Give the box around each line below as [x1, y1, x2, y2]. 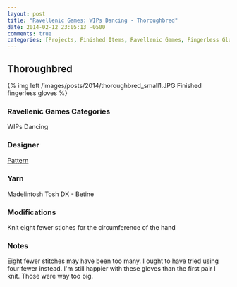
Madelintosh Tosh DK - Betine [7, 190, 95, 198]
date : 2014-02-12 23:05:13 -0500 [7, 23, 106, 30]
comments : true [7, 30, 52, 37]
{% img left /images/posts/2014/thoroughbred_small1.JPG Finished [7, 81, 202, 90]
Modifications [7, 207, 56, 217]
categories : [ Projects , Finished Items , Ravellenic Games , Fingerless [7, 37, 219, 44]
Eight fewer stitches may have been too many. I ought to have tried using [7, 257, 219, 265]
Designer [7, 140, 40, 150]
